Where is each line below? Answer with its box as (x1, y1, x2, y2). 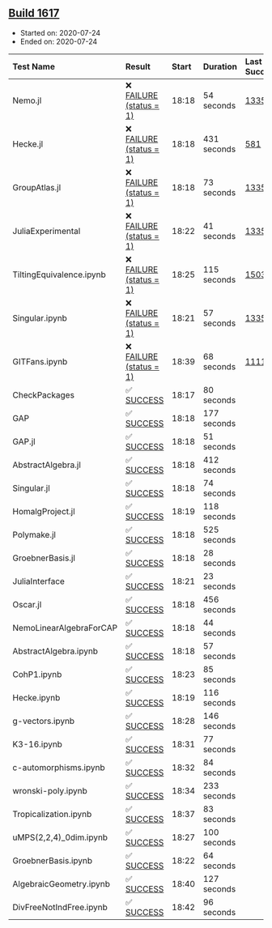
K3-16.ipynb (12, 739, 63, 750)
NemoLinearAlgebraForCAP (12, 622, 118, 633)
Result (125, 61, 151, 72)
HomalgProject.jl (12, 505, 75, 517)
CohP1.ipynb (12, 668, 62, 679)
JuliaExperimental (12, 225, 81, 236)
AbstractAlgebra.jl (12, 459, 81, 470)
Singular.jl (12, 482, 50, 493)
